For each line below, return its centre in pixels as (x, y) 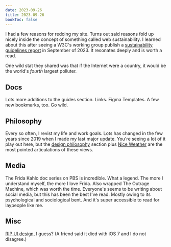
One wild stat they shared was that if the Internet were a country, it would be (86, 66)
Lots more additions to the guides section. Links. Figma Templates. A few (82, 100)
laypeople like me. (24, 205)
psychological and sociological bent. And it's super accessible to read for (82, 199)
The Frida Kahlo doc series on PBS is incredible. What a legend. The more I (84, 178)
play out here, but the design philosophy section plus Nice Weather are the (84, 144)
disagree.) (16, 239)
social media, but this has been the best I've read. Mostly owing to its (78, 194)
